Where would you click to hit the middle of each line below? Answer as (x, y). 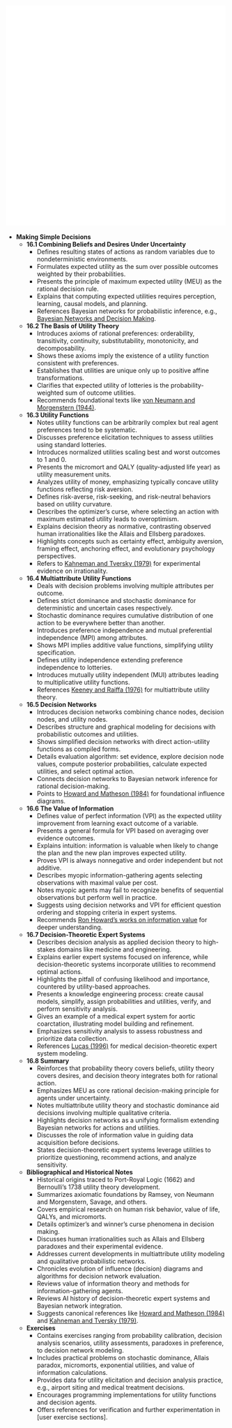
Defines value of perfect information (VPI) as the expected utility (129, 816)
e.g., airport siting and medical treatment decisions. (111, 1387)
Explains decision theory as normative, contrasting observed (124, 526)
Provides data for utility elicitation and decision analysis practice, (130, 1380)
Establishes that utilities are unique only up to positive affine (123, 370)
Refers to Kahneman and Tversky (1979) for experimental (118, 563)
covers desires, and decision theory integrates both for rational (127, 1076)
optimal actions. (60, 972)
